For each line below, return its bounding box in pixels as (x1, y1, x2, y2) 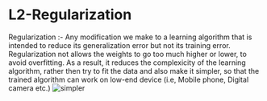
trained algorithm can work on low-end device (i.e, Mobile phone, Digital (8, 75, 249, 84)
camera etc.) (8, 83, 51, 93)
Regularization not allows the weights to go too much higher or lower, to (8, 49, 248, 59)
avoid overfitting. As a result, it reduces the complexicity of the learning (8, 58, 246, 67)
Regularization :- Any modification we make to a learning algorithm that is (8, 32, 252, 42)
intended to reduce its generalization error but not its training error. (8, 40, 232, 50)
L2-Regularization (8, 6, 132, 24)
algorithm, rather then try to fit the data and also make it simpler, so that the (8, 66, 260, 75)
